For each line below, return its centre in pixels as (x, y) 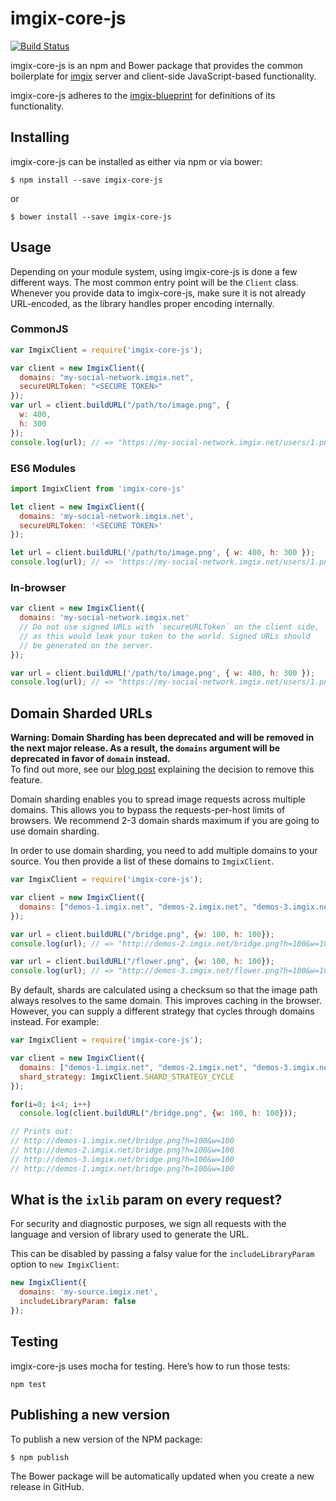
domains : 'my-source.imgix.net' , (89, 1292)
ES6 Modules (43, 468)
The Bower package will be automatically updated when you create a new (162, 1476)
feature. (26, 780)
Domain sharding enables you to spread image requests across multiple (158, 799)
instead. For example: (55, 1022)
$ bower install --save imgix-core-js (91, 217)
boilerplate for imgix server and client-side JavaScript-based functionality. (163, 76)
